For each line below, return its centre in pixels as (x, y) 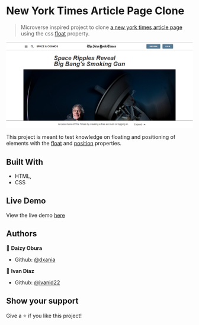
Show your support (42, 301)
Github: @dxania (35, 259)
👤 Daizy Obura (24, 248)
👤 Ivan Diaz (20, 271)
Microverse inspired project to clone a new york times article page (101, 27)
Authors (22, 234)
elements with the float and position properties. (64, 144)
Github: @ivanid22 (37, 282)
